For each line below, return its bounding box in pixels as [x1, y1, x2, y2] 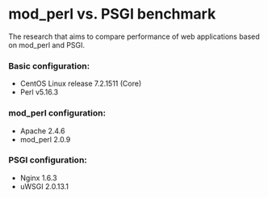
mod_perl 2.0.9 [19, 134, 71, 144]
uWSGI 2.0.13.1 [19, 181, 69, 191]
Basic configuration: [8, 60, 90, 71]
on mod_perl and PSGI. [8, 40, 86, 49]
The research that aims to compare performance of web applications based [8, 32, 260, 41]
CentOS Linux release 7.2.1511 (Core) [19, 78, 142, 89]
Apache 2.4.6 [19, 126, 65, 136]
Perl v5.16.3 [19, 87, 59, 97]
